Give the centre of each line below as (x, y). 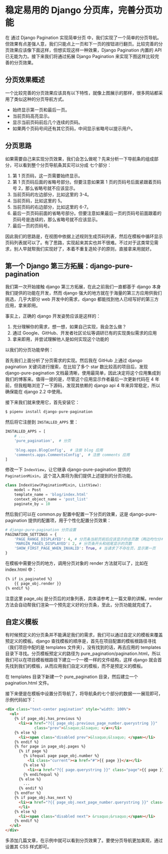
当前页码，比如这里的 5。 (38, 200)
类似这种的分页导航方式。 (40, 99)
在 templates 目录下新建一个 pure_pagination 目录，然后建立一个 (72, 677)
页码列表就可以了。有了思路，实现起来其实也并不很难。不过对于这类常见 (79, 242)
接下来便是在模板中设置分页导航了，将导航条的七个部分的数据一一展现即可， (84, 693)
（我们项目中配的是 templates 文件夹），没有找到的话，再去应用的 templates (83, 647)
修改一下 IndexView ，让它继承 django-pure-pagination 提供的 (68, 469)
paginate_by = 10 (32, 504)
